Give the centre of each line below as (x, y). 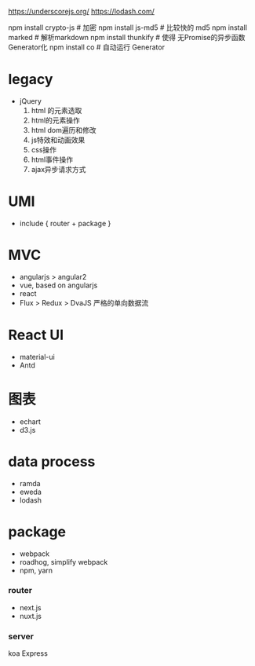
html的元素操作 (56, 120)
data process (52, 461)
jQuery (30, 101)
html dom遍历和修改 (64, 130)
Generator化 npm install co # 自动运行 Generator (86, 47)
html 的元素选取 (56, 110)
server (21, 636)
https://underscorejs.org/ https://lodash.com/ (82, 11)
